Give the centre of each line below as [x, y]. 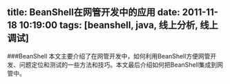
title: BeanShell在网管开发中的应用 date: [94, 12]
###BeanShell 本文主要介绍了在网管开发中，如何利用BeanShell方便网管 [109, 56]
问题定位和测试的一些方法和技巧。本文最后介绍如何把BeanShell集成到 [118, 65]
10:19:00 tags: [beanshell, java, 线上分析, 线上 [119, 25]
